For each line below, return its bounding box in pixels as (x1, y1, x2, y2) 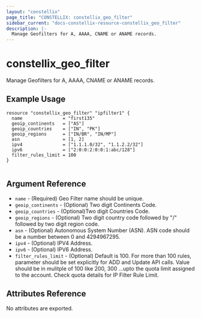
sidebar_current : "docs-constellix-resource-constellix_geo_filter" (6, 20, 181, 26)
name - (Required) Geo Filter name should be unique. (14, 194, 144, 202)
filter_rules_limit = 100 (11, 152, 77, 158)
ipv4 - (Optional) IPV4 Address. (14, 239, 93, 247)
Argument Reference (6, 179, 86, 189)
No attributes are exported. (6, 304, 73, 312)
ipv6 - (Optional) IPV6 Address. (14, 245, 93, 253)
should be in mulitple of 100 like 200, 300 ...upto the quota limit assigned (14, 265, 195, 272)
